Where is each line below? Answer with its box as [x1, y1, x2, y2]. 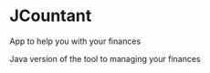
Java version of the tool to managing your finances [9, 53, 201, 64]
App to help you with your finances [9, 36, 142, 47]
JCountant [9, 5, 92, 26]
